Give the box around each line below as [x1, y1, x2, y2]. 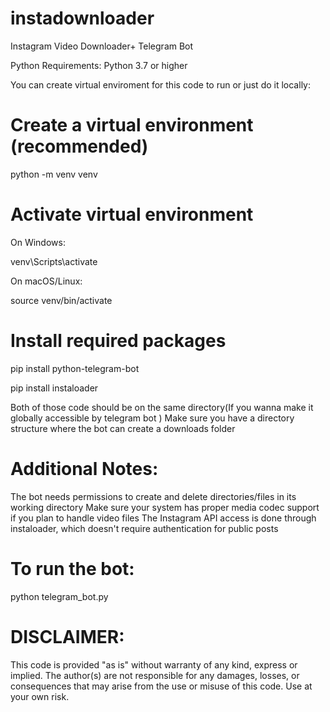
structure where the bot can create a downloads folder [10, 422, 236, 434]
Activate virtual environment [10, 203, 254, 226]
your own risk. [10, 690, 70, 702]
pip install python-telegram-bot [10, 362, 140, 374]
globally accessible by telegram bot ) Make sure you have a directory [10, 412, 295, 424]
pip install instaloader [10, 382, 99, 394]
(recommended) [10, 135, 149, 158]
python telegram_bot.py [10, 590, 109, 602]
